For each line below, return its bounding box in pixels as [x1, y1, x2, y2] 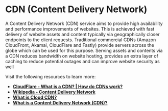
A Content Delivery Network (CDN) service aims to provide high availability [5, 20, 163, 26]
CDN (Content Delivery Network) [5, 4, 148, 15]
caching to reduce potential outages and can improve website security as [5, 58, 160, 64]
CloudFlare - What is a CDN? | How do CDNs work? [12, 83, 123, 90]
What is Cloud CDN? [12, 94, 57, 100]
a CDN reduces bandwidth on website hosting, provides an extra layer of [5, 52, 158, 59]
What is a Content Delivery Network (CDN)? [12, 99, 108, 105]
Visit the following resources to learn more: [5, 73, 96, 79]
